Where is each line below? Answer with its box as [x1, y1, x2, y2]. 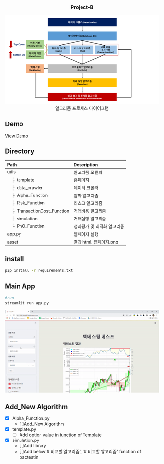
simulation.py [12, 438, 40, 443]
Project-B [70, 4, 94, 11]
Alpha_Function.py [12, 415, 50, 421]
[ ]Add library [19, 443, 46, 449]
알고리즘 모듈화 [73, 169, 102, 175]
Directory [5, 147, 35, 155]
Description [73, 161, 98, 168]
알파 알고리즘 [73, 193, 99, 198]
